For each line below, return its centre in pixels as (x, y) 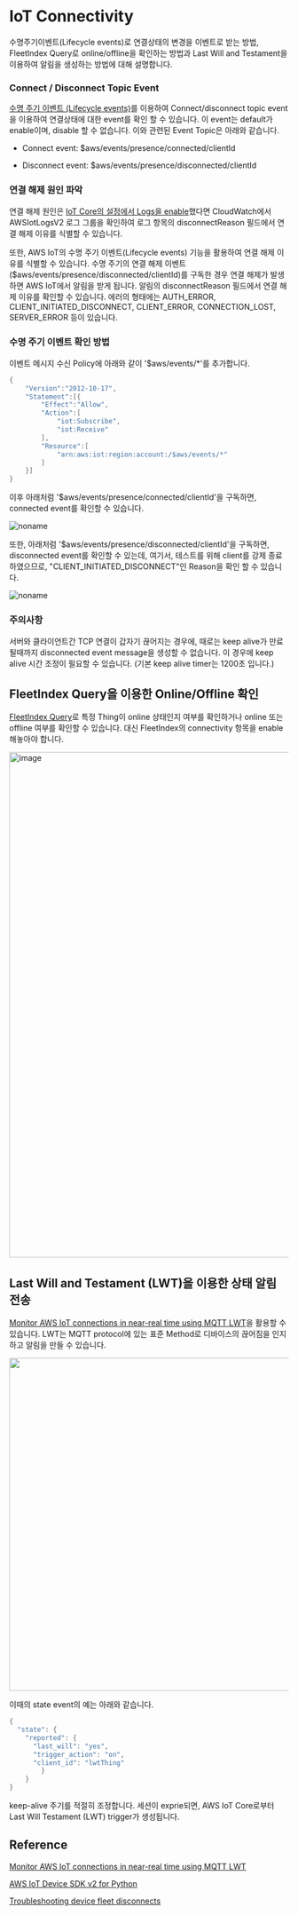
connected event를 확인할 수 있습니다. (77, 509)
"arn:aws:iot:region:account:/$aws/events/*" (142, 455)
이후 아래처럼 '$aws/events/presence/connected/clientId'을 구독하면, (133, 497)
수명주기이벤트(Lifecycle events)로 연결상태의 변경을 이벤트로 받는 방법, (134, 42)
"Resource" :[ (65, 446)
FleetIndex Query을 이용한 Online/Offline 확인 (134, 694)
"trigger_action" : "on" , (78, 1754)
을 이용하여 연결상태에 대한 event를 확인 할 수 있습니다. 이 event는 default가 (141, 119)
